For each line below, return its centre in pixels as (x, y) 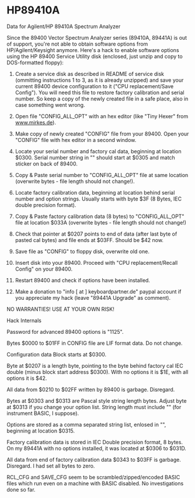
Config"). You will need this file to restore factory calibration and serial (100, 92)
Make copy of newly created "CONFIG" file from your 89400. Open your (102, 134)
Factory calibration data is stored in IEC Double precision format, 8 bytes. (95, 442)
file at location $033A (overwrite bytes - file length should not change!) (100, 222)
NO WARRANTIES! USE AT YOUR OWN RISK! (60, 309)
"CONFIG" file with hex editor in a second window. (76, 140)
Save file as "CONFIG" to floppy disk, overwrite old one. (82, 251)
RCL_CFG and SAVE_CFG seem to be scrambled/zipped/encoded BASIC (93, 477)
